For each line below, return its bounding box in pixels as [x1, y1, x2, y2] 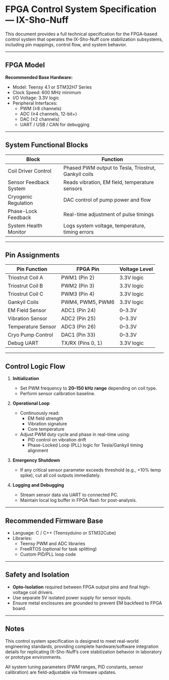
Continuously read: [20, 410, 60, 416]
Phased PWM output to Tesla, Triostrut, [63, 164, 156, 171]
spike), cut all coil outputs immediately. [20, 472, 101, 479]
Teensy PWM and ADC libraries [20, 541, 86, 547]
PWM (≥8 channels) [20, 105, 62, 111]
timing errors [63, 228, 94, 235]
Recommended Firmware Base [5, 516, 103, 525]
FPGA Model [5, 61, 45, 69]
